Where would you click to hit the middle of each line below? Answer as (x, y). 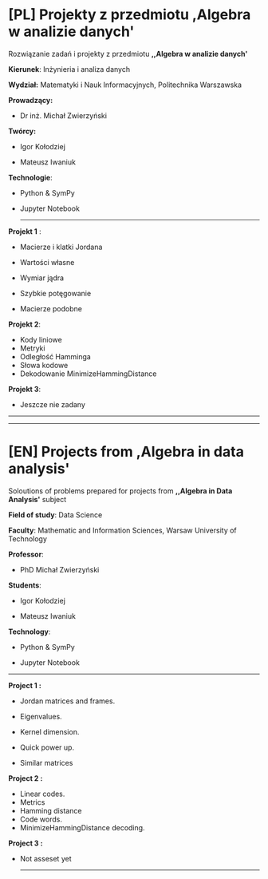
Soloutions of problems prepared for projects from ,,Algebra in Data (120, 491)
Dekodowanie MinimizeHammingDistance (88, 374)
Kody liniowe (41, 339)
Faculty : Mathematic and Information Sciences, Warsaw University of (122, 530)
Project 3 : (26, 843)
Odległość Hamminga (55, 356)
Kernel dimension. (49, 731)
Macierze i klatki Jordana (61, 247)
